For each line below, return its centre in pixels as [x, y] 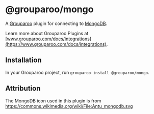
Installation [23, 60]
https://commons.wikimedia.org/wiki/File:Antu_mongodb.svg [69, 106]
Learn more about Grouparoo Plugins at [47, 33]
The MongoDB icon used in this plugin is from [53, 101]
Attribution [23, 88]
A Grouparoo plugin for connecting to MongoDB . [56, 23]
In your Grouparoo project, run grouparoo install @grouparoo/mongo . [77, 72]
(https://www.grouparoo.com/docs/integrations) [56, 44]
